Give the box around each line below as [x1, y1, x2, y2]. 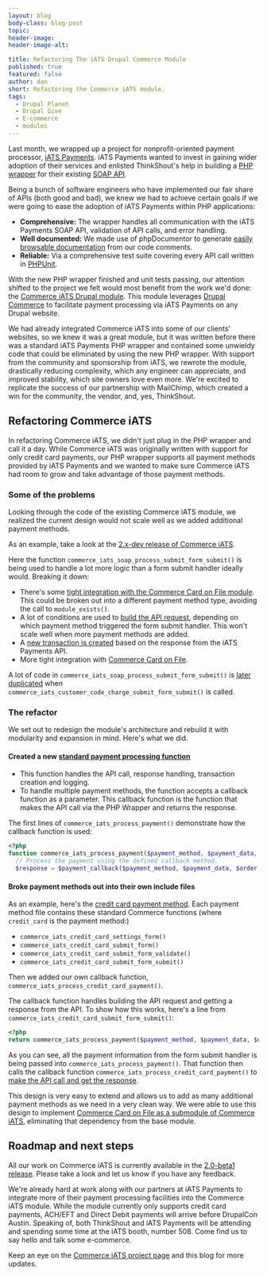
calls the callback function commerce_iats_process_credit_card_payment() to [8, 1067, 257, 1076]
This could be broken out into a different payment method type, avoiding [19, 595, 257, 605]
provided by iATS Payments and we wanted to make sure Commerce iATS [8, 460, 250, 470]
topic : [8, 26, 30, 34]
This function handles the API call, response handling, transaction [19, 769, 235, 779]
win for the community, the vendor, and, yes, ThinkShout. [8, 391, 196, 401]
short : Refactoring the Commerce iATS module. [8, 85, 165, 93]
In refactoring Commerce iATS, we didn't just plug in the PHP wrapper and [8, 435, 252, 445]
